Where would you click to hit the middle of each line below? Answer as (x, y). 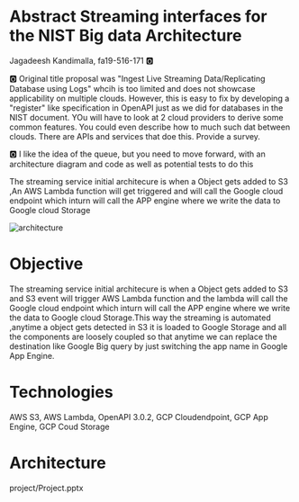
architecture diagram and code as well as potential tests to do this (131, 164)
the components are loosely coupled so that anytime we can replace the (143, 336)
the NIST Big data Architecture (126, 36)
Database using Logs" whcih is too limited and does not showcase (132, 88)
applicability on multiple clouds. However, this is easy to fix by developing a (149, 98)
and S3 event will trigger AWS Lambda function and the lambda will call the (149, 298)
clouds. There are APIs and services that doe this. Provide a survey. (135, 136)
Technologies (62, 392)
